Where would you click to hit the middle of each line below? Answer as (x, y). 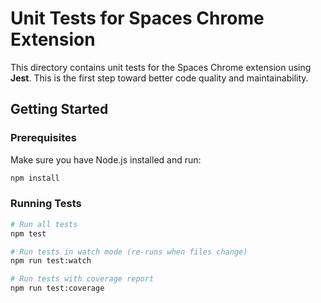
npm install (35, 178)
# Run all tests (44, 224)
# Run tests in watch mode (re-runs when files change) (129, 252)
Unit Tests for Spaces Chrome (137, 18)
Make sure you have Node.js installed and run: (106, 159)
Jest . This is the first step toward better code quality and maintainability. (159, 78)
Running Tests (46, 204)
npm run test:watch (51, 261)
